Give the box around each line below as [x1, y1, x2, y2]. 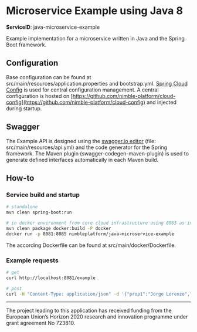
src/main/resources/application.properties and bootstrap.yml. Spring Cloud [6, 80, 188, 87]
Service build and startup [6, 191, 80, 199]
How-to [6, 173, 35, 183]
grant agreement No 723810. [6, 320, 76, 327]
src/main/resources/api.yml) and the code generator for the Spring [6, 144, 168, 151]
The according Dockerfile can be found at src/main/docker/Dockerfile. [6, 242, 176, 249]
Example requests [6, 256, 59, 265]
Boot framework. [6, 41, 47, 48]
